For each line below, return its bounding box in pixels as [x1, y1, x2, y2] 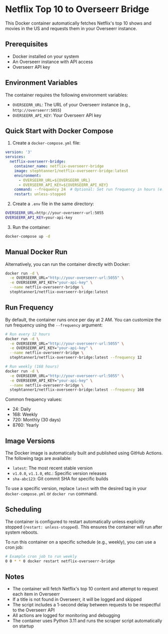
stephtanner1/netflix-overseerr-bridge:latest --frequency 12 [9, 355, 142, 360]
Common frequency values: [5, 396, 62, 402]
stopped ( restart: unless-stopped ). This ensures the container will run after [5, 524, 162, 530]
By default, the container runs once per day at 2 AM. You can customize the [5, 316, 161, 323]
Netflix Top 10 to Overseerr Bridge [5, 4, 149, 15]
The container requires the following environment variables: [5, 92, 128, 98]
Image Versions [5, 436, 55, 445]
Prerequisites [5, 40, 48, 49]
